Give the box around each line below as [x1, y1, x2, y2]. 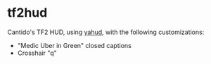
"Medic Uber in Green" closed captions [17, 41, 132, 49]
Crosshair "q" [17, 49, 58, 57]
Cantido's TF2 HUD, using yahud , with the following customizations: [7, 28, 205, 36]
